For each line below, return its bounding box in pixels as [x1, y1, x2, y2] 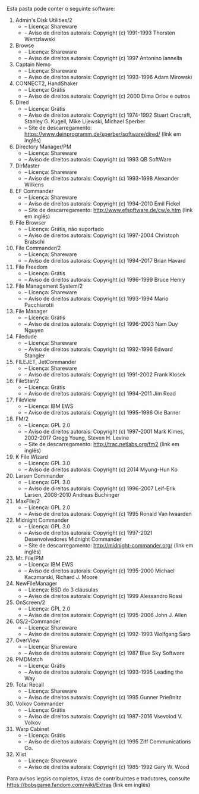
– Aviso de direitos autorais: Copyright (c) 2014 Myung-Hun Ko [24, 466, 178, 473]
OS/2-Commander [15, 618, 61, 625]
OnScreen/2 [15, 599, 45, 606]
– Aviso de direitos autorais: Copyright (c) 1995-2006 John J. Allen [24, 612, 187, 618]
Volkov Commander [15, 700, 64, 707]
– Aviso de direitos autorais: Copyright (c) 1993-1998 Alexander [24, 175, 179, 182]
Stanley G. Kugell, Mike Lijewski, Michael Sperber [24, 118, 146, 124]
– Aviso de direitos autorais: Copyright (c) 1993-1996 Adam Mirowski [24, 74, 192, 80]
